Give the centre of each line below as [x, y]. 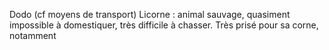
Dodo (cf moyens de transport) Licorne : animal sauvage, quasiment [150, 14]
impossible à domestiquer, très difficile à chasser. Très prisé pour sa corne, [164, 25]
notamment [33, 35]
